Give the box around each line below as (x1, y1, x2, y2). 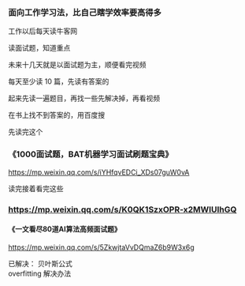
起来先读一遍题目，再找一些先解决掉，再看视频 (8, 93, 160, 103)
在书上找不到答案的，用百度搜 (8, 111, 105, 120)
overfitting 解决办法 (8, 269, 72, 278)
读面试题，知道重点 (8, 43, 71, 53)
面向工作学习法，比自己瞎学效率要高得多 (8, 6, 161, 17)
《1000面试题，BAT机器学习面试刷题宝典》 (8, 149, 173, 160)
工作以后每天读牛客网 (8, 26, 77, 36)
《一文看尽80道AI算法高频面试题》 (8, 224, 121, 234)
